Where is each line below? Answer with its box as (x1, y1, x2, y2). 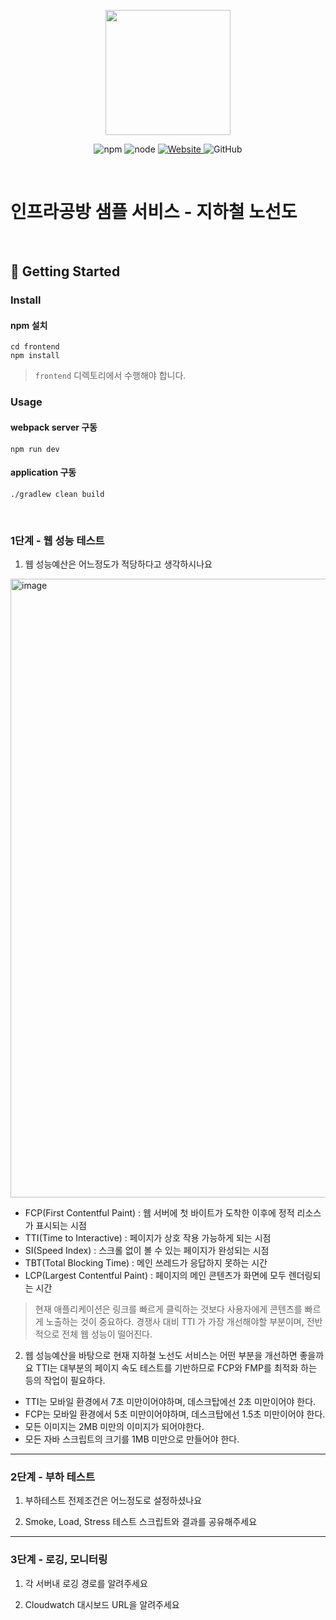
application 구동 (10, 466, 77, 479)
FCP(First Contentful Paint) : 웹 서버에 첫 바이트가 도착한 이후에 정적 (24, 1207, 295, 1219)
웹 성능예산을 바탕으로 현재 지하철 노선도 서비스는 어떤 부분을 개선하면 (24, 1350, 298, 1362)
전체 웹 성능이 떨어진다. (61, 1328, 153, 1340)
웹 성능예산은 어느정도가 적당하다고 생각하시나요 (24, 558, 213, 570)
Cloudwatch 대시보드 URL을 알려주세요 (24, 1598, 180, 1610)
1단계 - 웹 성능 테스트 (10, 533, 105, 547)
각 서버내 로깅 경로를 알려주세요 (24, 1577, 148, 1589)
